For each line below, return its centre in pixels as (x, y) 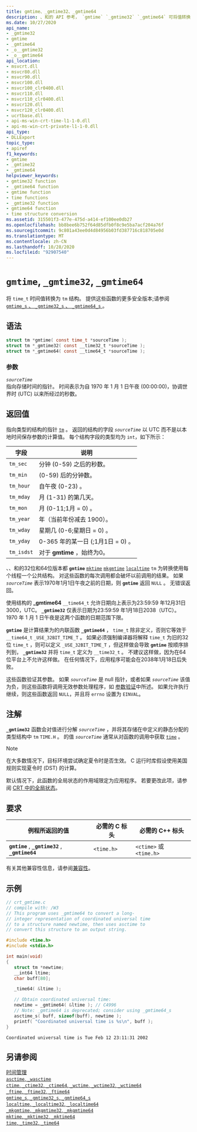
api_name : (18, 28)
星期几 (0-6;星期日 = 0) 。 (75, 530)
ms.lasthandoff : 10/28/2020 (40, 247)
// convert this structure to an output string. (67, 930)
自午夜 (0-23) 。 (62, 486)
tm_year (20, 519)
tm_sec (18, 464)
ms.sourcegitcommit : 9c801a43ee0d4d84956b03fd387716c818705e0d (85, 230)
